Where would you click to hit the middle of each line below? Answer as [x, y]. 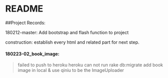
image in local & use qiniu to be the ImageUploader [71, 70]
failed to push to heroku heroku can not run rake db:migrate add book [90, 65]
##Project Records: [25, 23]
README [24, 9]
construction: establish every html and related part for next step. [72, 42]
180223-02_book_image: [32, 54]
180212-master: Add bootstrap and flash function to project [67, 32]
